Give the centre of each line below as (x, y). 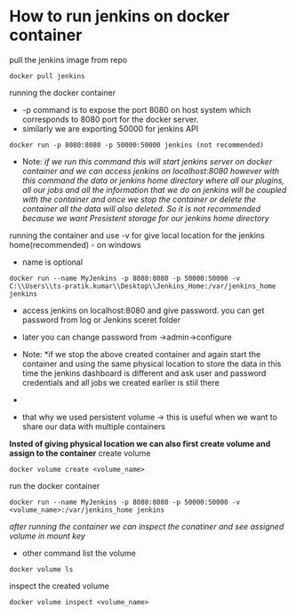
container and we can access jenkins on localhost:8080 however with (151, 171)
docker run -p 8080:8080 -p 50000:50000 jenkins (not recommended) (137, 145)
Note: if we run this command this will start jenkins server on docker (147, 161)
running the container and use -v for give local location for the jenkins (137, 235)
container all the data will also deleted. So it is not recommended (141, 208)
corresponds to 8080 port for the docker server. (110, 119)
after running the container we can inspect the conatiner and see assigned (147, 526)
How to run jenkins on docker (120, 16)
